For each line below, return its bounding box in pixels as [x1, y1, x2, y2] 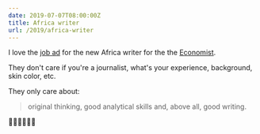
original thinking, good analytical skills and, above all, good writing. [27, 102, 247, 111]
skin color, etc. [8, 72, 56, 81]
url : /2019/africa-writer [8, 26, 94, 34]
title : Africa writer [8, 19, 80, 27]
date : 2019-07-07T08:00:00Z [8, 11, 101, 20]
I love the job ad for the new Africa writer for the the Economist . [8, 48, 216, 58]
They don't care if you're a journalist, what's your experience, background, [8, 63, 253, 73]
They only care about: [8, 87, 80, 96]
